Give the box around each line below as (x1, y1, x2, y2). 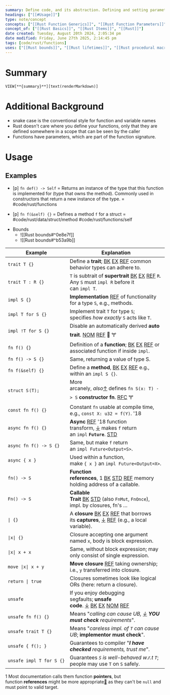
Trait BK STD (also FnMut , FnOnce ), (70, 495, 150, 502)
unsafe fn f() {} (8, 614, 50, 619)
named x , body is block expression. (70, 537, 154, 544)
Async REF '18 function (70, 418, 127, 425)
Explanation (101, 249, 131, 256)
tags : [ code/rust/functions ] (5, 41, 67, 46)
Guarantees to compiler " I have (70, 639, 145, 646)
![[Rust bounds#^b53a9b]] (20, 237, 75, 243)
